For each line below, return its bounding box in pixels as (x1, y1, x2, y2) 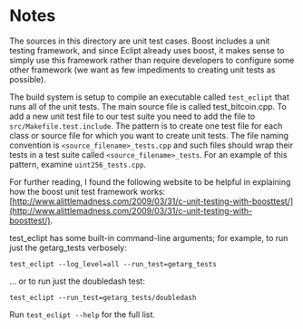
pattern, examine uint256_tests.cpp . (9, 159, 147, 169)
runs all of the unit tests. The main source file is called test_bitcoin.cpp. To (9, 101, 288, 111)
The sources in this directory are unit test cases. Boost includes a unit (9, 35, 270, 46)
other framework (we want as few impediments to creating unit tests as (9, 64, 276, 75)
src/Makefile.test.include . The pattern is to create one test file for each (9, 120, 283, 131)
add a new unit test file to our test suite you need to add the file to (9, 111, 256, 121)
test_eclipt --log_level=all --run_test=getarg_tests (9, 259, 218, 268)
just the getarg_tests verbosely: (9, 242, 127, 253)
